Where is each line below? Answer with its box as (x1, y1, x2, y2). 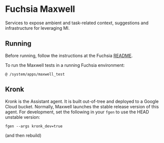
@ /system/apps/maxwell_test (5, 72, 65, 77)
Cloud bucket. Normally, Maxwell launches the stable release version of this (5, 103, 159, 109)
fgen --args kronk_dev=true (5, 124, 63, 129)
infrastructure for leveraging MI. (5, 25, 70, 31)
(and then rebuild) (5, 132, 42, 138)
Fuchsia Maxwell (5, 3, 75, 15)
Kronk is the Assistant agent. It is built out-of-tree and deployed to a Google (5, 98, 159, 104)
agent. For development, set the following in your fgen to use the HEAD (5, 109, 149, 115)
